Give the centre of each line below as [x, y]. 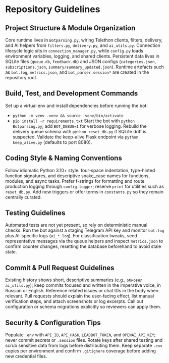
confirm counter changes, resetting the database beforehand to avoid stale [83, 246]
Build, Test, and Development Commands [72, 94]
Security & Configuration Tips [53, 322]
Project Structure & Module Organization [70, 28]
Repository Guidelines [53, 9]
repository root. [21, 77]
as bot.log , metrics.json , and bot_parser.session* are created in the [77, 72]
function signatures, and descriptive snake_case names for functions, [77, 176]
